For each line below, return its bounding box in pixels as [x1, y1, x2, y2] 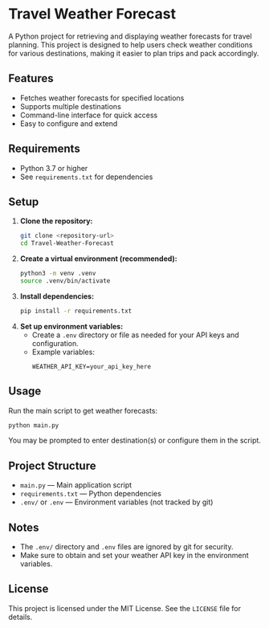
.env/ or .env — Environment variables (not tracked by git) [19, 497, 214, 507]
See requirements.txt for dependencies [19, 172, 153, 181]
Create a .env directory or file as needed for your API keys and [31, 330, 239, 340]
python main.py [8, 421, 59, 430]
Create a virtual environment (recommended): [19, 254, 178, 263]
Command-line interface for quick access [19, 110, 158, 120]
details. [8, 612, 33, 622]
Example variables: [31, 347, 95, 357]
